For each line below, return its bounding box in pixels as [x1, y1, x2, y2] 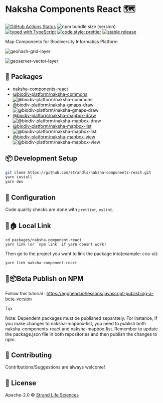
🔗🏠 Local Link [5, 222, 51, 230]
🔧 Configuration [5, 193, 56, 201]
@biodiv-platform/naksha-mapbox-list [12, 123, 92, 129]
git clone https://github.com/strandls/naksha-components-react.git [5, 170, 151, 175]
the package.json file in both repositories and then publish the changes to [5, 331, 157, 337]
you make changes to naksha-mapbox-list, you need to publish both [5, 320, 146, 326]
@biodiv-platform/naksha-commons [12, 91, 88, 97]
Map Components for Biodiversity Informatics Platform [5, 38, 118, 45]
